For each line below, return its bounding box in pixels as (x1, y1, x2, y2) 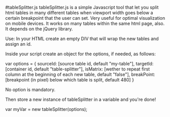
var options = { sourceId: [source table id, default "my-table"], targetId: (5, 61, 154, 66)
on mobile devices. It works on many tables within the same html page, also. (5, 20, 165, 26)
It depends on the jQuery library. (5, 26, 73, 32)
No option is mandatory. (5, 87, 56, 93)
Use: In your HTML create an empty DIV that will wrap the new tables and (5, 35, 159, 42)
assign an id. (5, 41, 32, 47)
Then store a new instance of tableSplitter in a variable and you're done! (5, 96, 156, 102)
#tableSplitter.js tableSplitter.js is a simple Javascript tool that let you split (5, 5, 159, 10)
